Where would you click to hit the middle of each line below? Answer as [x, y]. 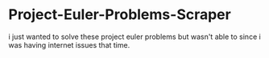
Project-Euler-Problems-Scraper [120, 15]
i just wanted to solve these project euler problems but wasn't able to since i [135, 37]
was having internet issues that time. [69, 44]
